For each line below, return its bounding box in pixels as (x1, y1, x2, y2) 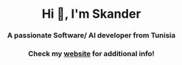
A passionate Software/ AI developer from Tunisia (7, 31, 176, 40)
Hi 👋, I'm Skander (41, 6, 142, 22)
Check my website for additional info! (27, 49, 155, 59)
